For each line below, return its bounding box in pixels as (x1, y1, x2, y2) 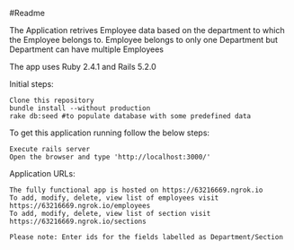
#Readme (9, 8, 45, 18)
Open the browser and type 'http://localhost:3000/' (9, 152, 211, 161)
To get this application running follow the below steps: (9, 127, 209, 138)
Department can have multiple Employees (9, 44, 165, 55)
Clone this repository (9, 96, 94, 105)
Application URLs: (9, 168, 76, 178)
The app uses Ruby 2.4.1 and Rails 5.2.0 (9, 62, 157, 72)
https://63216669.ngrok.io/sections (9, 217, 147, 226)
